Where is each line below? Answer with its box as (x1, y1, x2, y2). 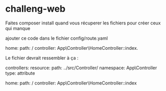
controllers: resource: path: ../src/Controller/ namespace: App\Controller (5, 65, 157, 71)
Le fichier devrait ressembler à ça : (5, 54, 79, 61)
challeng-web (5, 3, 65, 15)
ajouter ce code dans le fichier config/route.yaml (5, 35, 108, 41)
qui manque (5, 25, 31, 31)
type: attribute (5, 70, 35, 76)
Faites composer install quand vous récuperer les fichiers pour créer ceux (5, 20, 161, 26)
